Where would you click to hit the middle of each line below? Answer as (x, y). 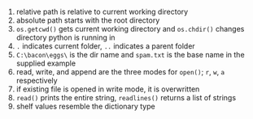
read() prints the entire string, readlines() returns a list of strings (126, 98)
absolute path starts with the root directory (88, 20)
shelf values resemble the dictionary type (86, 106)
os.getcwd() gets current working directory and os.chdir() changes (130, 29)
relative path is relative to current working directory (102, 12)
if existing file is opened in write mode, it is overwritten (108, 89)
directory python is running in (65, 37)
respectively (37, 81)
